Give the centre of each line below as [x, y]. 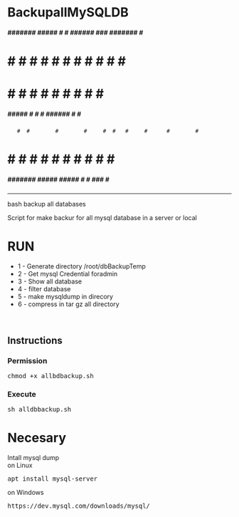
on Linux [20, 465]
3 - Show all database [50, 281]
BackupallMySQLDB [68, 12]
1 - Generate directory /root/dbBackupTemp [81, 266]
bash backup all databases [47, 204]
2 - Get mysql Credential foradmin [68, 274]
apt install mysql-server [53, 479]
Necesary [37, 438]
